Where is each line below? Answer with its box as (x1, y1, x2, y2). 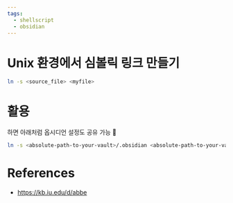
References (7, 166, 75, 181)
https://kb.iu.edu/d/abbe (17, 188, 87, 196)
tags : (7, 10, 23, 17)
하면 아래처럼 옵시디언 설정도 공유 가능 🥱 (7, 128, 116, 136)
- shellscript (13, 17, 54, 24)
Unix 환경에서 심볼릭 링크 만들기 (7, 55, 180, 71)
